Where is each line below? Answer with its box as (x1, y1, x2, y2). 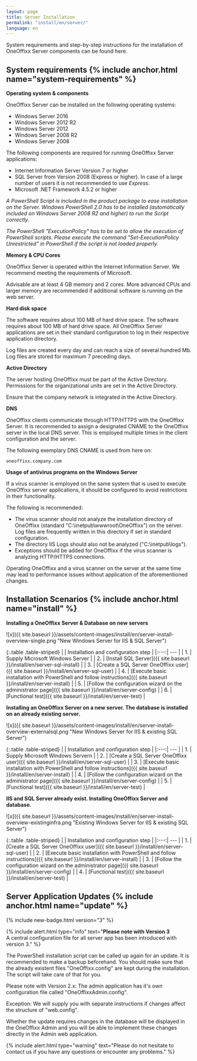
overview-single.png (6, 637, 57, 644)
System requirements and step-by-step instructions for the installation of (6, 41, 183, 48)
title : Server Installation (6, 14, 75, 20)
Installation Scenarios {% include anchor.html (6, 594, 179, 604)
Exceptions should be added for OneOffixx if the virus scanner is (14, 547, 172, 554)
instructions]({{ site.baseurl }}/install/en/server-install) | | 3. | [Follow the (6, 855, 182, 862)
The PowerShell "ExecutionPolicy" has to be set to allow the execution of (6, 228, 184, 235)
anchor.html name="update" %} (6, 901, 129, 911)
